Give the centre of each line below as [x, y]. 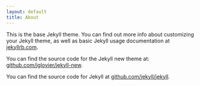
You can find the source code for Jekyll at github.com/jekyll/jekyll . [88, 76]
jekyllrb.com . [22, 47]
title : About [23, 17]
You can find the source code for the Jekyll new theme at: [78, 59]
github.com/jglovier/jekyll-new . [44, 65]
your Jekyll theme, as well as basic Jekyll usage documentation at [88, 41]
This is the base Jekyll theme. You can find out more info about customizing [100, 34]
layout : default [26, 12]
